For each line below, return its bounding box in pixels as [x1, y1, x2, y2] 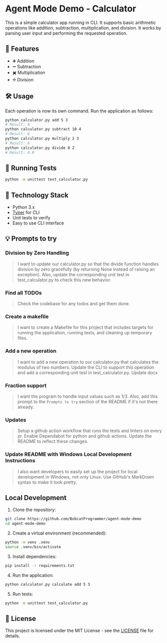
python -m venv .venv [5, 540, 50, 545]
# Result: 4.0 [5, 150, 35, 155]
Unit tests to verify [12, 215, 51, 221]
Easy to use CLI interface [12, 220, 64, 226]
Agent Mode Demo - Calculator [5, 3, 137, 14]
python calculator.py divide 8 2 [5, 145, 75, 150]
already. [17, 404, 34, 410]
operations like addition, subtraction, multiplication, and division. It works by [5, 24, 162, 30]
